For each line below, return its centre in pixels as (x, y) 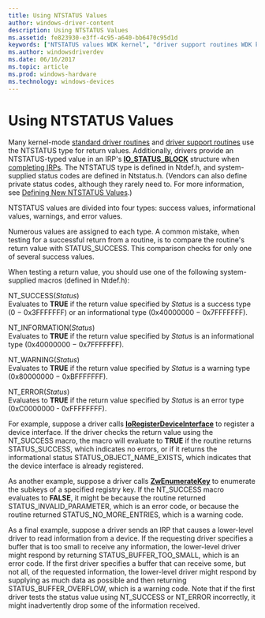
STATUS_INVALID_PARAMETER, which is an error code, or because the (123, 507)
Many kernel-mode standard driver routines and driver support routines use (131, 142)
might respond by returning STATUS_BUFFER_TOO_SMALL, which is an (124, 555)
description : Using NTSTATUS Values (68, 30)
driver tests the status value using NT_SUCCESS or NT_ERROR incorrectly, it (132, 597)
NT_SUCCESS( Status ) (44, 296)
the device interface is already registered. (76, 466)
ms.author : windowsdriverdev (56, 52)
